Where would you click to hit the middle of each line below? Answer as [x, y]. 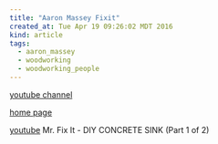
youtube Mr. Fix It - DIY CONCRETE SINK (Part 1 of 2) [109, 129]
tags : [20, 43]
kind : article [36, 35]
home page [31, 112]
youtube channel [41, 94]
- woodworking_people [59, 69]
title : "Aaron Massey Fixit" [65, 18]
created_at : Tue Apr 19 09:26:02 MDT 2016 [91, 26]
